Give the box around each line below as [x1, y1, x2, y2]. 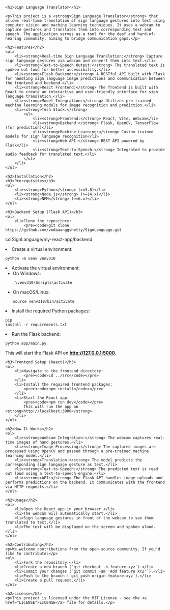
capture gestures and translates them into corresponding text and [5, 27, 152, 32]
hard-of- [137, 32, 156, 37]
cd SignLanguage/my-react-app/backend [5, 237, 93, 242]
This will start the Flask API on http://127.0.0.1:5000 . [5, 350, 117, 356]
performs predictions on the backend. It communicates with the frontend [5, 480, 165, 485]
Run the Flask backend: [12, 331, 61, 337]
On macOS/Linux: [12, 289, 50, 295]
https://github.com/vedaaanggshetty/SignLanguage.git [5, 227, 122, 233]
